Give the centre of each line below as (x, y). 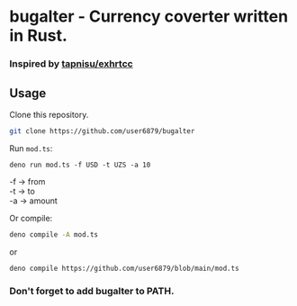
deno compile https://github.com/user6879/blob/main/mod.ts (125, 268)
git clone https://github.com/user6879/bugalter (102, 131)
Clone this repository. (49, 114)
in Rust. (38, 36)
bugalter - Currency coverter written (149, 17)
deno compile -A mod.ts (54, 234)
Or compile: (31, 218)
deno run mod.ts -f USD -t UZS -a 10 (80, 165)
